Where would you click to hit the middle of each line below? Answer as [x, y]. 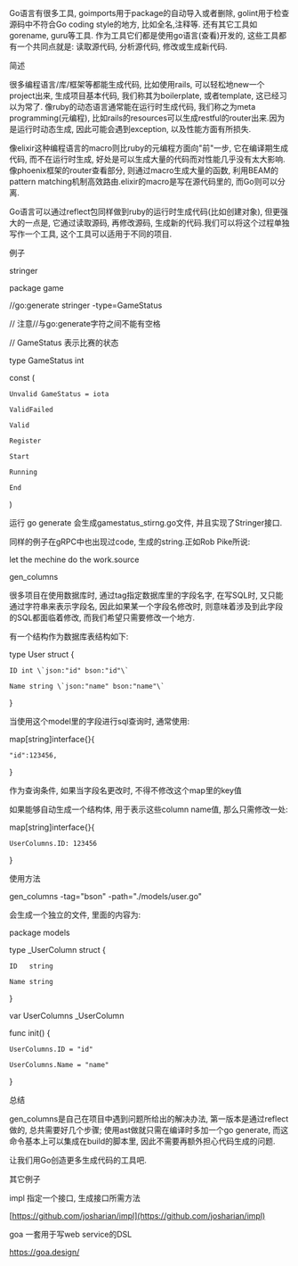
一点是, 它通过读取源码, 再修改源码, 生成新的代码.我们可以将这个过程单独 [157, 223]
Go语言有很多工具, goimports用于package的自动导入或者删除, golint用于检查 [149, 13]
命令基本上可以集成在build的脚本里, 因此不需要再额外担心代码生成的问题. [142, 1141]
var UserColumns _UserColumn [67, 1016]
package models [40, 932]
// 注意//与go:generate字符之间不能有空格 [85, 323]
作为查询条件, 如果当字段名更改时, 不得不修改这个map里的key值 [125, 790]
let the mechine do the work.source [74, 559]
